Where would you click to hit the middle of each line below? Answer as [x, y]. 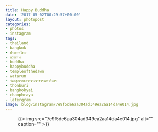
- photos [15, 29]
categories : [18, 24]
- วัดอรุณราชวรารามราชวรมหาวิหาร [31, 81]
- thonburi [17, 85]
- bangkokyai [19, 90]
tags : [11, 39]
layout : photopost [25, 19]
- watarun [16, 76]
